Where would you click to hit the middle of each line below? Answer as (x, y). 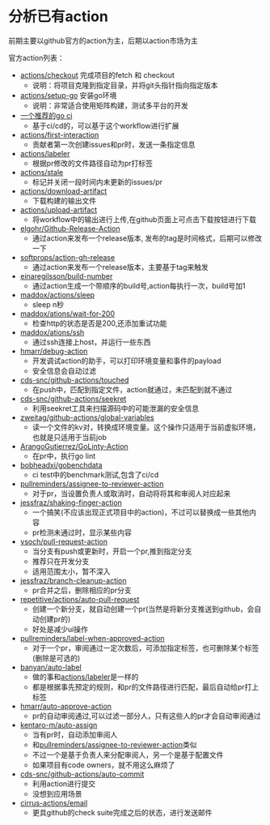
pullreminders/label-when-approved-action (92, 638)
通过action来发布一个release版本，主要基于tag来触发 (120, 267)
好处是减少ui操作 (60, 629)
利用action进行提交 (64, 784)
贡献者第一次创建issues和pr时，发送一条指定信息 (114, 144)
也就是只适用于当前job (69, 437)
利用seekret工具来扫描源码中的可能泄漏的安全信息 (116, 408)
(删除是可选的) (56, 658)
